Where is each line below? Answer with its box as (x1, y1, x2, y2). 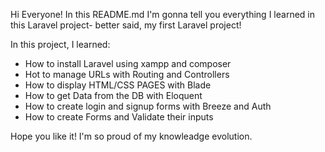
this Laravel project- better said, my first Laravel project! (10, 19, 242, 31)
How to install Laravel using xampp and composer (24, 58, 232, 69)
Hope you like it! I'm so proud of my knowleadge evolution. (10, 130, 253, 142)
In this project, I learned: (10, 39, 111, 50)
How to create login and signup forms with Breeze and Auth (24, 100, 272, 112)
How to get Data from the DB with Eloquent (24, 90, 203, 101)
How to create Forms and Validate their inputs (24, 111, 214, 123)
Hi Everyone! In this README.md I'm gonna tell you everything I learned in (10, 9, 315, 20)
